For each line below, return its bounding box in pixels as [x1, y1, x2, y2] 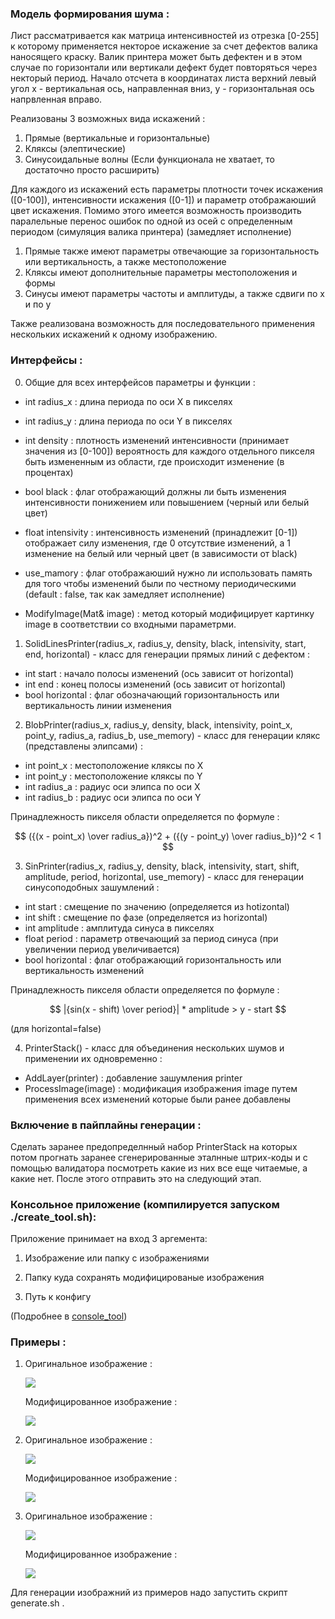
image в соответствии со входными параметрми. [24, 618, 237, 630]
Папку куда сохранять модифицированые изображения [24, 1272, 265, 1284]
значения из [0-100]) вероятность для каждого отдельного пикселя [24, 445, 315, 457]
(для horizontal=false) [10, 1022, 102, 1034]
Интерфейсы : [10, 353, 83, 367]
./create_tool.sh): [10, 1210, 97, 1224]
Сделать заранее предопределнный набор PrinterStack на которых [10, 1140, 298, 1152]
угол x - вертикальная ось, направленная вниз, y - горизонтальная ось [10, 83, 315, 95]
